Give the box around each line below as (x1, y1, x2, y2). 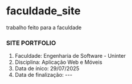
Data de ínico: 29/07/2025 (14, 65, 80, 72)
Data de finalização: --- (14, 71, 73, 79)
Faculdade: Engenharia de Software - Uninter (14, 52, 126, 60)
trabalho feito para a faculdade (6, 24, 82, 31)
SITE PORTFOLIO (6, 39, 56, 47)
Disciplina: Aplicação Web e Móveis (14, 58, 103, 66)
